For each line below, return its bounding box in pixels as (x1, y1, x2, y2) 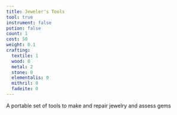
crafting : (6, 47, 31, 53)
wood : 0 (11, 58, 31, 64)
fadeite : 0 (11, 86, 39, 92)
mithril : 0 (11, 81, 39, 87)
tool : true (6, 14, 33, 20)
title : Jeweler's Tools (6, 8, 65, 15)
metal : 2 (11, 63, 33, 70)
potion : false (6, 25, 42, 31)
